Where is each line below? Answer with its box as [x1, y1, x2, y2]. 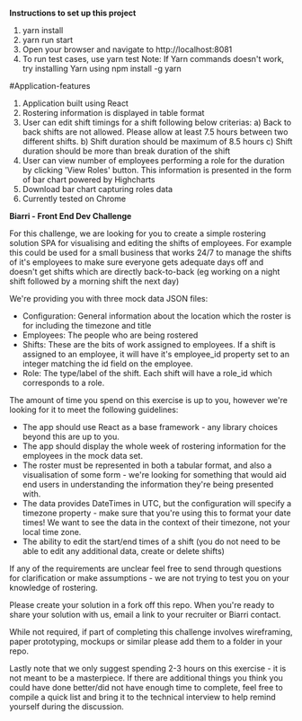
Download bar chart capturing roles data [22, 184, 173, 194]
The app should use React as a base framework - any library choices [22, 422, 279, 432]
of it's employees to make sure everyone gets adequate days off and [9, 257, 264, 268]
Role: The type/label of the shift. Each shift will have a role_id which [22, 368, 272, 378]
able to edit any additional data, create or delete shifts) [22, 546, 225, 556]
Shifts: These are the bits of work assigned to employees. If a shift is [22, 339, 276, 349]
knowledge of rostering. [9, 583, 98, 593]
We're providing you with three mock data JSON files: [9, 294, 209, 303]
